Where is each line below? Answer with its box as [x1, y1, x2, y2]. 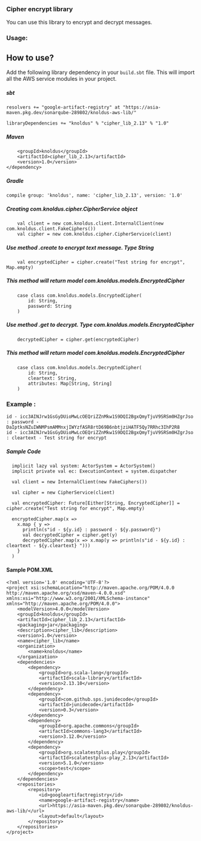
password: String [28, 303, 71, 309]
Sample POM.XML [6, 566, 53, 573]
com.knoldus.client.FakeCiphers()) [6, 225, 96, 232]
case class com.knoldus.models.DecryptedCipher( [17, 364, 142, 370]
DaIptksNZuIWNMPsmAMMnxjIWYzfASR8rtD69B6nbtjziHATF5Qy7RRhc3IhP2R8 [6, 424, 180, 431]
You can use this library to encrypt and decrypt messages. [6, 19, 153, 26]
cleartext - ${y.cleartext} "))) [6, 543, 91, 549]
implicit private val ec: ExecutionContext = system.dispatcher [12, 468, 177, 475]
